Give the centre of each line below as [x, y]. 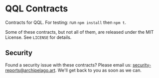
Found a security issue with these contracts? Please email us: [68, 65]
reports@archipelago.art [30, 70]
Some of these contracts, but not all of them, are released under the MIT [79, 32]
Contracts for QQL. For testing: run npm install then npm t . [66, 22]
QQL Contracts [37, 9]
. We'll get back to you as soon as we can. [98, 70]
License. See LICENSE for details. [38, 37]
